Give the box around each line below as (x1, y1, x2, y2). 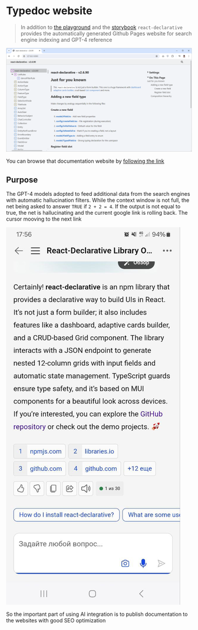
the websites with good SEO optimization (6, 617, 106, 624)
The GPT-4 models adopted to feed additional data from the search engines (6, 191, 190, 198)
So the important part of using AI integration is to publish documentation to (6, 611, 188, 618)
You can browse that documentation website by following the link (6, 157, 165, 165)
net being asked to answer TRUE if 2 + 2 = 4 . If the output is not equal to (6, 203, 181, 210)
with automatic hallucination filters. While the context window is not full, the (6, 196, 190, 204)
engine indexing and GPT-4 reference (20, 36, 113, 43)
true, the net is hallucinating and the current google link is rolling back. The (6, 209, 188, 216)
